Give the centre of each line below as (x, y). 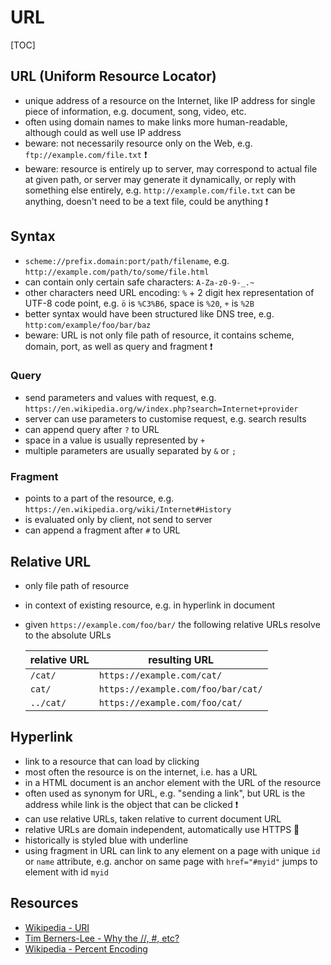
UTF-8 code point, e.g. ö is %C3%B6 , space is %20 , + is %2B (139, 303)
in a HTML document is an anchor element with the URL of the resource (173, 782)
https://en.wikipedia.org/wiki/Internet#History (128, 510)
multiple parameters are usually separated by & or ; (130, 450)
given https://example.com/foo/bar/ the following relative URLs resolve (172, 624)
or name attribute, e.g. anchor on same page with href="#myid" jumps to (171, 861)
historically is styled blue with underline (106, 840)
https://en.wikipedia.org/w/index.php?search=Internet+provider (161, 409)
